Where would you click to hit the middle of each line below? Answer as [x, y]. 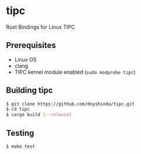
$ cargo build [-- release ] [39, 115]
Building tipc [30, 90]
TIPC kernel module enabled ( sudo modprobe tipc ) [75, 72]
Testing [20, 133]
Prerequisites [31, 45]
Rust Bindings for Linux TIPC [40, 27]
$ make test [20, 146]
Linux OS [25, 59]
